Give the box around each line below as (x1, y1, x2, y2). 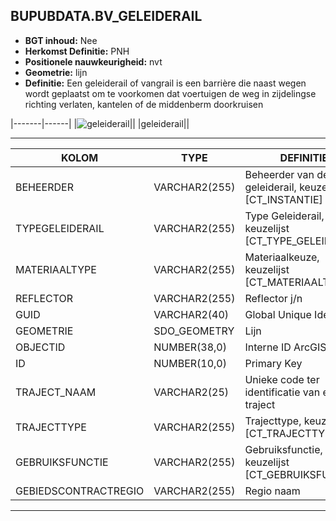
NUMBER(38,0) (153, 340, 227, 354)
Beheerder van (244, 167, 315, 181)
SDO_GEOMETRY (153, 324, 235, 338)
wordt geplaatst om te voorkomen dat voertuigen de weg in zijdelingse (24, 87, 317, 99)
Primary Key (244, 356, 303, 370)
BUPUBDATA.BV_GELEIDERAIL (10, 8, 203, 25)
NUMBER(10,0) (153, 356, 227, 370)
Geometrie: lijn (24, 66, 88, 78)
